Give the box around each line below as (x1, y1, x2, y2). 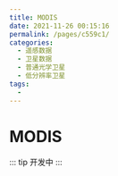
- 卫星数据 (17, 54, 53, 63)
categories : (9, 38, 54, 47)
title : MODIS (9, 13, 58, 22)
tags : (9, 80, 29, 88)
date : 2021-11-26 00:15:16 (9, 21, 110, 30)
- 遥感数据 (17, 46, 53, 55)
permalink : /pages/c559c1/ (9, 29, 110, 38)
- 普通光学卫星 (17, 63, 66, 72)
